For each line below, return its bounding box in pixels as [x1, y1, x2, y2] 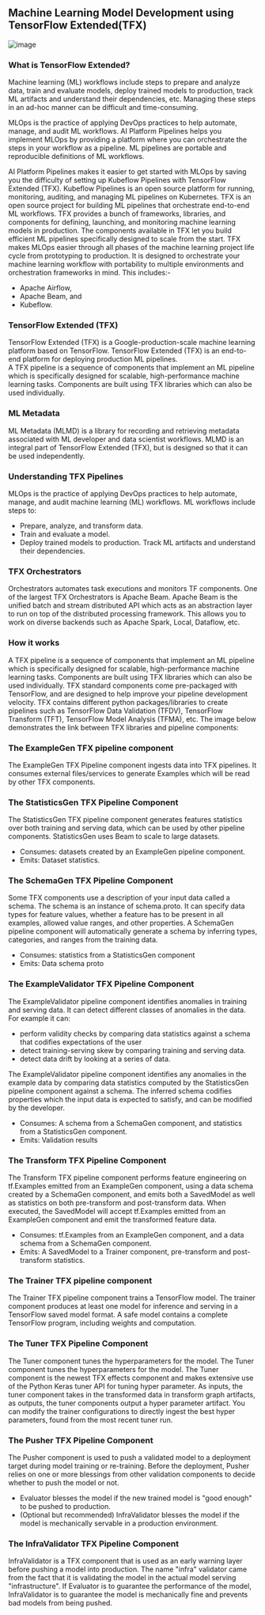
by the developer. [8, 1103, 66, 1113]
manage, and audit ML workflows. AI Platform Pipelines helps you [8, 127, 222, 136]
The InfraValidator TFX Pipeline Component [8, 1538, 180, 1549]
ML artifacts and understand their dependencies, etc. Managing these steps [8, 94, 256, 104]
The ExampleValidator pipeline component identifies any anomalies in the [8, 1069, 247, 1079]
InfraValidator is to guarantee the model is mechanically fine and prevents [8, 1590, 248, 1599]
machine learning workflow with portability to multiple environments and [8, 260, 244, 269]
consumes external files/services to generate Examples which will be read [8, 768, 251, 778]
